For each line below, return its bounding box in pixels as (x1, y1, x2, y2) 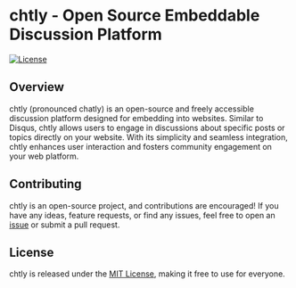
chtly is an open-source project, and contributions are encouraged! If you (9, 200, 279, 210)
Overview (9, 79, 65, 95)
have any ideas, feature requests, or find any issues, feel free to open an (9, 210, 275, 220)
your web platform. (9, 151, 79, 161)
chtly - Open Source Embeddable (9, 5, 260, 26)
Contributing (9, 177, 82, 192)
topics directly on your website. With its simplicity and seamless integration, (9, 131, 288, 143)
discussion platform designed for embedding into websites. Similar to (9, 112, 264, 123)
